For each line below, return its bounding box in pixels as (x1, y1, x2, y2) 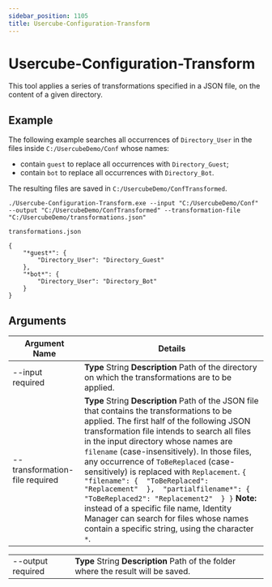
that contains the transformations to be (83, 405, 232, 417)
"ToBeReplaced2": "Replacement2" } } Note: (83, 493, 257, 504)
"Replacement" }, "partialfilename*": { (83, 485, 251, 494)
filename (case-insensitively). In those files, (83, 446, 253, 457)
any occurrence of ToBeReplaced (83, 456, 206, 468)
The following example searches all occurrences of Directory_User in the (8, 135, 253, 145)
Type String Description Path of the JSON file (83, 395, 259, 407)
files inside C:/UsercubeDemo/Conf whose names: (8, 144, 170, 153)
